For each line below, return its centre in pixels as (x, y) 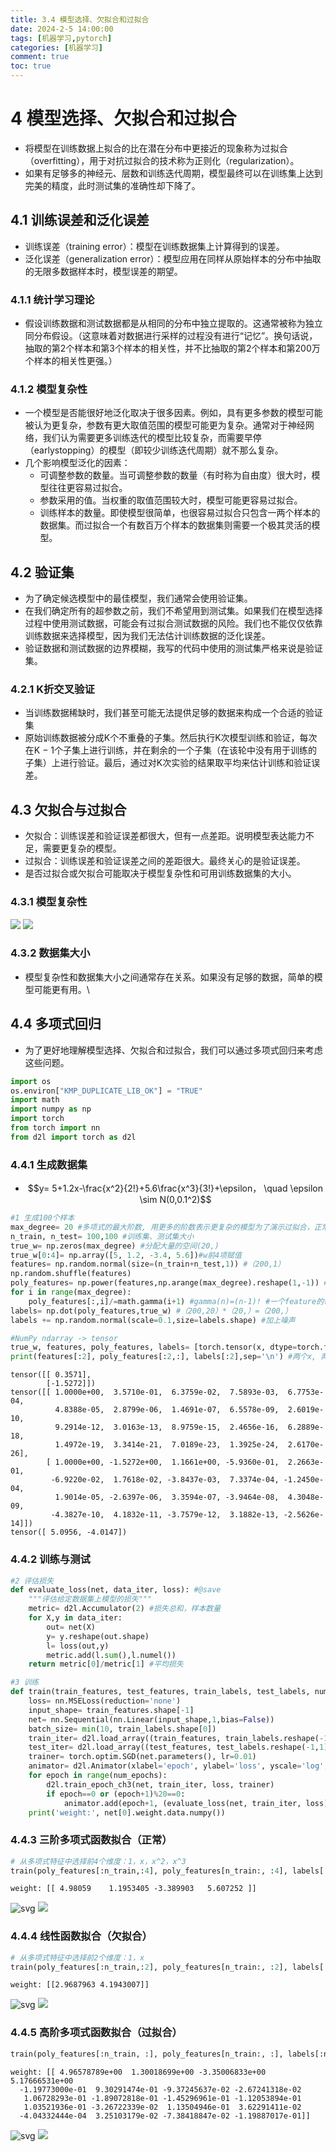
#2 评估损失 (32, 1581)
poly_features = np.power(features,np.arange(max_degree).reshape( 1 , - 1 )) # (169, 1283)
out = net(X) (71, 1627)
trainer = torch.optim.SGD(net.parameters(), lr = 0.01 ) (142, 1757)
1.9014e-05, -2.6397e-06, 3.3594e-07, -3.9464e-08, (167, 1497)
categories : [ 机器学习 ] (56, 47)
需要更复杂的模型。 (82, 848)
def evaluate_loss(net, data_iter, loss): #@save (116, 1590)
